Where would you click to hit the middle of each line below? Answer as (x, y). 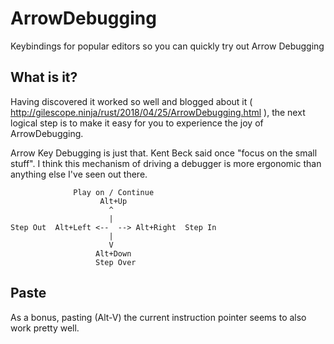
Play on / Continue (114, 192)
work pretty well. (45, 328)
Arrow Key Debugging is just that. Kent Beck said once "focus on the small (164, 153)
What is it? (44, 77)
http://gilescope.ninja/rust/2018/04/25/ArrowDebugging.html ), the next (158, 112)
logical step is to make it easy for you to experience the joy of (137, 123)
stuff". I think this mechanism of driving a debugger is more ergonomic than (166, 163)
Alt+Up (113, 201)
